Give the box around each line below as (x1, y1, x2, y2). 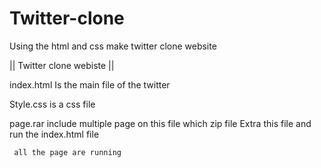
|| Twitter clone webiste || (9, 59, 115, 71)
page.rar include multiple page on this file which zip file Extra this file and (9, 117, 312, 129)
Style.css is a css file (9, 98, 96, 110)
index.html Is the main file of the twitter (9, 78, 171, 91)
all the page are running (13, 147, 122, 157)
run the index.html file (9, 128, 100, 140)
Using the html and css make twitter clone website (9, 40, 217, 52)
